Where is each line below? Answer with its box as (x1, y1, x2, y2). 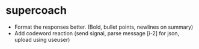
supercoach (5, 4, 67, 17)
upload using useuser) (14, 36, 70, 43)
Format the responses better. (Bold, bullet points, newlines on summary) (14, 23, 194, 30)
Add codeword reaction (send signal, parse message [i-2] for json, (14, 29, 180, 36)
